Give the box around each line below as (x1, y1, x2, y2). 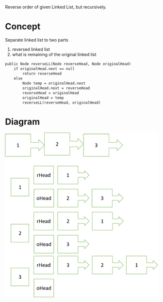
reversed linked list (12, 46, 50, 52)
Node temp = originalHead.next (22, 81, 86, 86)
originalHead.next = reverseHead (22, 86, 90, 91)
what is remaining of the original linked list (12, 51, 97, 57)
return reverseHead (22, 71, 62, 76)
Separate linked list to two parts (5, 37, 69, 43)
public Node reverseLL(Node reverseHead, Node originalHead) (5, 61, 131, 66)
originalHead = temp (22, 95, 64, 100)
